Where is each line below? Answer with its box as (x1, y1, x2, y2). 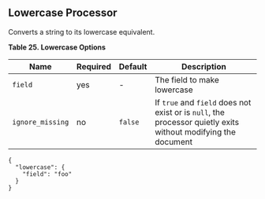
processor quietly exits (155, 116, 239, 127)
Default (118, 61, 147, 72)
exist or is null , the (155, 106, 225, 117)
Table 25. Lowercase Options (8, 42, 106, 52)
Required (76, 61, 112, 72)
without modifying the (155, 126, 237, 137)
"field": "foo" (22, 170, 73, 178)
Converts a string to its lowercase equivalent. (8, 27, 155, 36)
